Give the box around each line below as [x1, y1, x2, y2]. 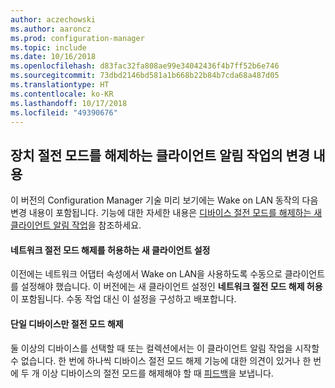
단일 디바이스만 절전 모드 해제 [10, 317, 124, 330]
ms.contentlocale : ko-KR [10, 89, 114, 99]
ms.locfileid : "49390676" [10, 107, 118, 118]
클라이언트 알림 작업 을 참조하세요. [10, 219, 142, 231]
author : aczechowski [10, 14, 97, 25]
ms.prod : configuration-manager [10, 33, 145, 43]
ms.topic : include [10, 42, 87, 53]
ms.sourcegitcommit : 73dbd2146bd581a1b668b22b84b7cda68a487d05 [10, 71, 280, 81]
